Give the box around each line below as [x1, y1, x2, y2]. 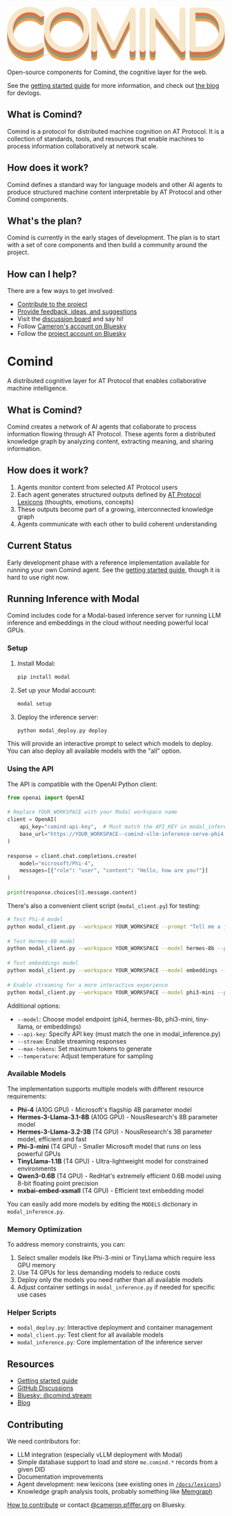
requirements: [7, 1091, 47, 1100]
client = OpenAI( [7, 816, 57, 823]
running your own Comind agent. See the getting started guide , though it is [7, 565, 220, 574]
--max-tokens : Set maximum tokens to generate [17, 1044, 152, 1053]
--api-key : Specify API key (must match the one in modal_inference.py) [17, 1029, 221, 1038]
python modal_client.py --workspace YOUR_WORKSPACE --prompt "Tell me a [7, 923, 221, 930]
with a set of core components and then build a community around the [7, 241, 208, 249]
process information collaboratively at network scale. [7, 142, 159, 150]
